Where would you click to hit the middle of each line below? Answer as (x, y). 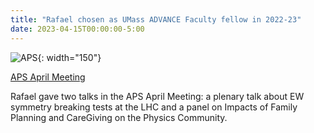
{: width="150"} (69, 57)
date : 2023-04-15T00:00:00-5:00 (77, 29)
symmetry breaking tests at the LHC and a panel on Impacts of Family (154, 107)
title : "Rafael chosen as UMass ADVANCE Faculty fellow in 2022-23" (156, 19)
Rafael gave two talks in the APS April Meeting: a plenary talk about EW (157, 96)
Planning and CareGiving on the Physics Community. (119, 117)
